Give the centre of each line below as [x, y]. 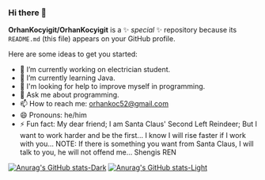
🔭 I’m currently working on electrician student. [95, 70]
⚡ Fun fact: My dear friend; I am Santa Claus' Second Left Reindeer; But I [138, 124]
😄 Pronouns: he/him [53, 115]
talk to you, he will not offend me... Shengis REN [98, 152]
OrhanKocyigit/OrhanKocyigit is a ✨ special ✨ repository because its [123, 30]
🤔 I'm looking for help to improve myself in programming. [112, 86]
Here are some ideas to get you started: [73, 54]
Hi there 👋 [28, 13]
